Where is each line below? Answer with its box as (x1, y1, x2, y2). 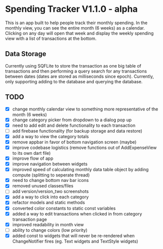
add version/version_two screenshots (12, 188, 89, 194)
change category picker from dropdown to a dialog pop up (12, 117, 132, 123)
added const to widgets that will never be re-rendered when (12, 233, 135, 239)
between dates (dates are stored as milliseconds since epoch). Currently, (5, 73, 154, 79)
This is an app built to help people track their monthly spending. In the (5, 20, 148, 26)
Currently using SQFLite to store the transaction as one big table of (5, 63, 142, 69)
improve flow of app (12, 155, 53, 161)
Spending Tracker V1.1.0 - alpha (5, 3, 138, 15)
